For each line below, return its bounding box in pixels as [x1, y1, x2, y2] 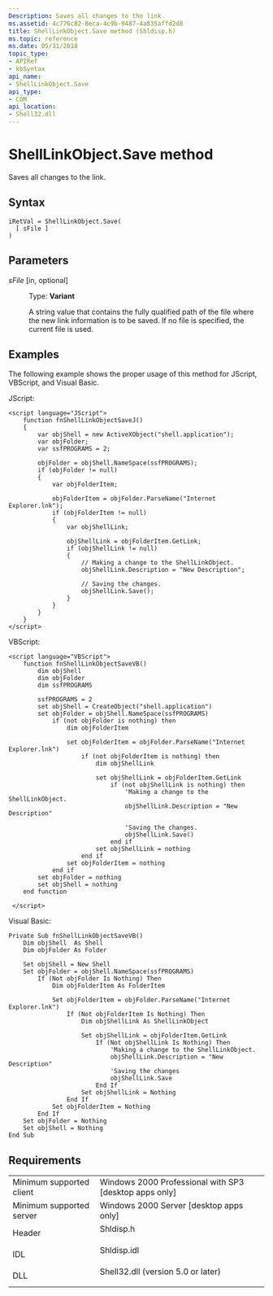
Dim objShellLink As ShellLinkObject [80, 1018, 209, 1026]
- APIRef [8, 58, 38, 66]
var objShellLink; [66, 523, 129, 531]
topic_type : [8, 50, 49, 58]
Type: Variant [28, 290, 76, 301]
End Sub [8, 1132, 35, 1140]
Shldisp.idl [99, 1245, 140, 1256]
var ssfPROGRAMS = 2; [37, 445, 111, 453]
